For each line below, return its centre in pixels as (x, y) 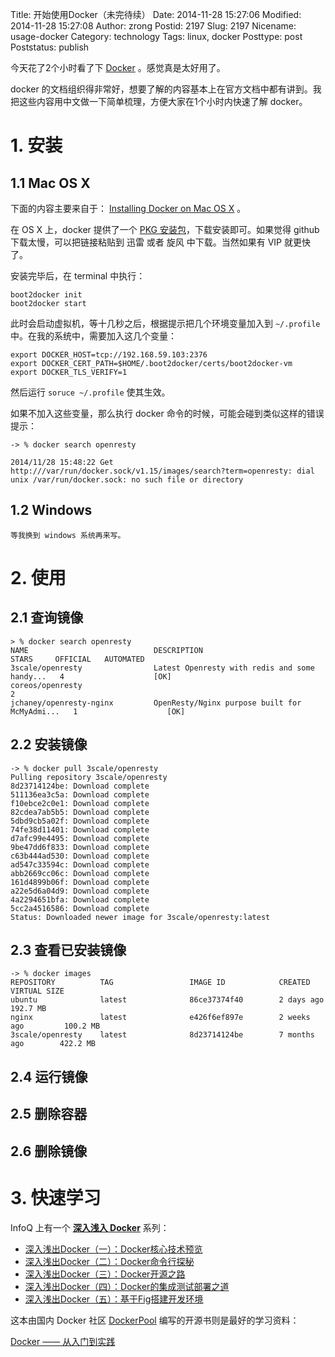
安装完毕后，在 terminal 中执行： (78, 276)
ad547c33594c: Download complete (80, 864)
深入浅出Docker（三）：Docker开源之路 (105, 1274)
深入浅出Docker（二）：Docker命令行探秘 (109, 1261)
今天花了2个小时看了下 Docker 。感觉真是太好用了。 (118, 67)
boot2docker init (46, 295)
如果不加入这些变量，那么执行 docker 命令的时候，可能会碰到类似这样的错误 (167, 413)
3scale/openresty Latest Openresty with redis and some (162, 668)
